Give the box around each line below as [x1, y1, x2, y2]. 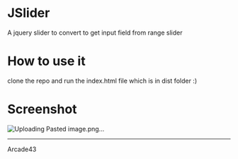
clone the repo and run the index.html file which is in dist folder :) [7, 76, 198, 85]
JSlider [7, 5, 50, 21]
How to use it [7, 53, 86, 69]
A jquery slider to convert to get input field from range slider [7, 28, 183, 37]
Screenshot [7, 101, 77, 117]
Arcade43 [7, 145, 37, 153]
